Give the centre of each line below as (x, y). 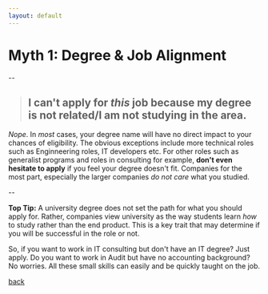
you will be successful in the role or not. (74, 234)
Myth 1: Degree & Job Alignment (117, 55)
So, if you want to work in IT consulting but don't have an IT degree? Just (129, 249)
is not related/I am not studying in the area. (137, 115)
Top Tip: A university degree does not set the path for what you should (125, 208)
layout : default (35, 16)
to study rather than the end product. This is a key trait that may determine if (134, 225)
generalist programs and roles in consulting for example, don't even (120, 160)
